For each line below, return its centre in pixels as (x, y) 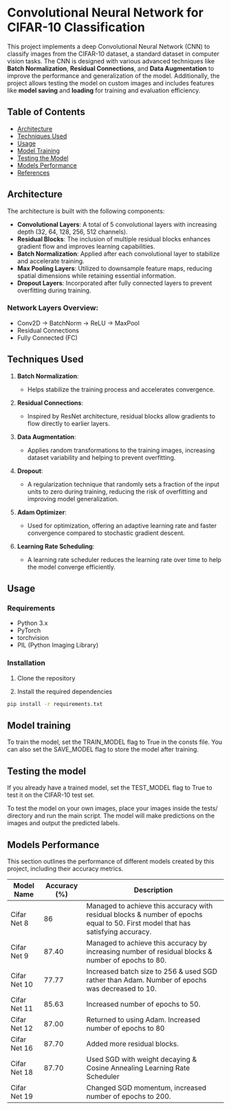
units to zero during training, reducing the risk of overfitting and (117, 492)
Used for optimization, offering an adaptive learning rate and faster (122, 525)
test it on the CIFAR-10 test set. (51, 795)
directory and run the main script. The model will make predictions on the (111, 816)
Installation (26, 663)
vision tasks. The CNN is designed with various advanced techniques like (111, 61)
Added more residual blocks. (133, 1044)
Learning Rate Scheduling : (56, 546)
